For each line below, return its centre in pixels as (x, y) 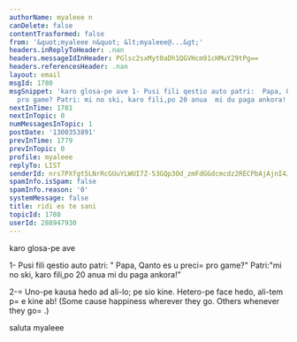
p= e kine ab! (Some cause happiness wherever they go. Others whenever (145, 300)
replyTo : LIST (35, 165)
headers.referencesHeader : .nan (69, 67)
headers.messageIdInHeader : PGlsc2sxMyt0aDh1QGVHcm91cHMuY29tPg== (134, 58)
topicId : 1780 (35, 214)
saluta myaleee (37, 327)
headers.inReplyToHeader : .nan (67, 50)
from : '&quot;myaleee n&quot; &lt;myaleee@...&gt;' (106, 42)
